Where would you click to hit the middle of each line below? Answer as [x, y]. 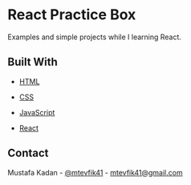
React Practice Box [72, 15]
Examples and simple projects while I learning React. [95, 37]
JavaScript [37, 112]
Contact [28, 153]
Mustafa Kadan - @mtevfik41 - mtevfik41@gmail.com [95, 172]
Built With [33, 62]
